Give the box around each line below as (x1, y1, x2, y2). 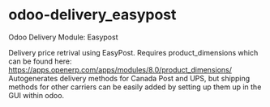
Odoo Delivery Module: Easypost (8, 32, 118, 42)
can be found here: (8, 56, 72, 66)
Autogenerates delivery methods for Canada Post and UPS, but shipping (8, 73, 251, 83)
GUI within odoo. (8, 90, 65, 100)
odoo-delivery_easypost (8, 6, 177, 24)
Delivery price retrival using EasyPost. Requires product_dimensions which (8, 47, 259, 57)
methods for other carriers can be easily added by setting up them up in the (8, 82, 262, 92)
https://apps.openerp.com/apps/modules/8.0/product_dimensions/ (8, 64, 233, 74)
